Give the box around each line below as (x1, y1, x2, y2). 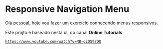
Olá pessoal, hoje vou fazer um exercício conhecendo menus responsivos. (5, 20, 158, 26)
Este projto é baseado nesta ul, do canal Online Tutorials (5, 29, 123, 35)
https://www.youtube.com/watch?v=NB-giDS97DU (5, 39, 101, 44)
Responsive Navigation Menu (5, 3, 130, 15)
